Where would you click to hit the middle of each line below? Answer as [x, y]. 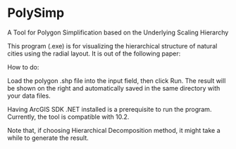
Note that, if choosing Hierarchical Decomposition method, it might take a [114, 130]
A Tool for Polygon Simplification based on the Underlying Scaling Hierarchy [118, 32]
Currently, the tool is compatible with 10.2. [68, 117]
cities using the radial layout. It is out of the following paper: [94, 53]
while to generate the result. [48, 138]
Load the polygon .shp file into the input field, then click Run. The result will [117, 80]
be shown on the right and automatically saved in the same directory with [114, 88]
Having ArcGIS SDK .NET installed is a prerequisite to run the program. [110, 109]
